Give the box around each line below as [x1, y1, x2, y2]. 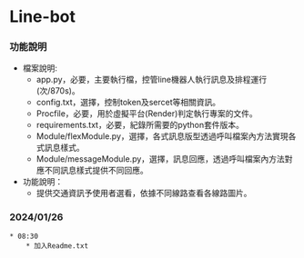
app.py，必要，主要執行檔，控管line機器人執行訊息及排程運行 [35, 74, 268, 85]
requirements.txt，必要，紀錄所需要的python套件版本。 [35, 120, 244, 131]
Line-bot [9, 6, 76, 27]
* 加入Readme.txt [25, 241, 89, 251]
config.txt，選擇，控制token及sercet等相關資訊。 [35, 97, 221, 108]
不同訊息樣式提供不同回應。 [44, 165, 148, 176]
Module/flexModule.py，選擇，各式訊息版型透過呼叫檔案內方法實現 [35, 131, 289, 142]
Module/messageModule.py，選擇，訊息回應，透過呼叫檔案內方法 [35, 154, 285, 164]
